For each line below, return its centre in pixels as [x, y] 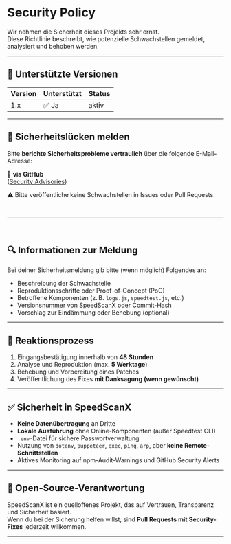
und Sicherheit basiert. [40, 512]
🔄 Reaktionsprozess [51, 340]
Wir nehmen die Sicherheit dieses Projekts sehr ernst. [83, 32]
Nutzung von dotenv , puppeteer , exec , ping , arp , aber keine [100, 445]
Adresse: [20, 161]
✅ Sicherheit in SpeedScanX [69, 407]
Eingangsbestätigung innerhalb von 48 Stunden [85, 357]
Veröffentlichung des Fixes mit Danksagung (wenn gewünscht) [108, 379]
